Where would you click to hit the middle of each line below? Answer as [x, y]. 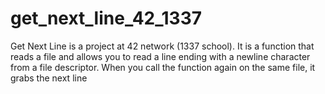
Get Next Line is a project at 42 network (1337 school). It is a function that [162, 46]
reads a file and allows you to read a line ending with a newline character [160, 56]
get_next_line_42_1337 [106, 18]
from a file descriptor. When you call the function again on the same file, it [163, 67]
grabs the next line [49, 78]
